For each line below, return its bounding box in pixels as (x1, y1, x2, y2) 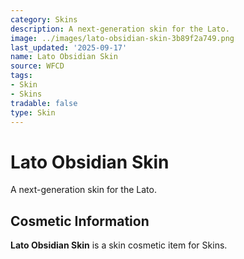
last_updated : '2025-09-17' (10, 42, 128, 53)
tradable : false (10, 98, 78, 108)
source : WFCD (10, 61, 65, 71)
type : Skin (10, 107, 56, 118)
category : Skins (10, 14, 78, 25)
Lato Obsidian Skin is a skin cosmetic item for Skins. (10, 239, 228, 251)
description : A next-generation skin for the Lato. (10, 24, 230, 34)
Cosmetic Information (10, 212, 150, 230)
